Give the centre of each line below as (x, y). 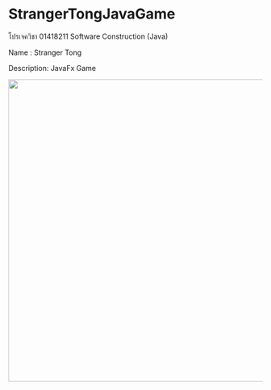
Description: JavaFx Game (52, 68)
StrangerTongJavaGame (92, 14)
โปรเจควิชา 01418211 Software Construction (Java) (88, 36)
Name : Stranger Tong (45, 52)
